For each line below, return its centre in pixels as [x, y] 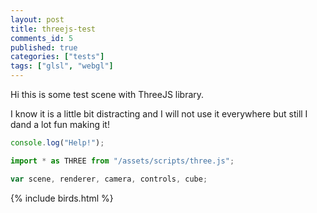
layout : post [37, 19]
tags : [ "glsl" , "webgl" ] [62, 66]
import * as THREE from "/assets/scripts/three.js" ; [122, 161]
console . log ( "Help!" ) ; [57, 143]
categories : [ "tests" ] [57, 57]
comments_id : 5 [42, 38]
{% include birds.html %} [62, 198]
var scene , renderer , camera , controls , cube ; [109, 179]
